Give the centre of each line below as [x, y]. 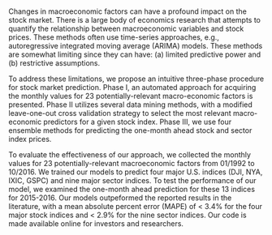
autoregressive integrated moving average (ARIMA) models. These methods [136, 46]
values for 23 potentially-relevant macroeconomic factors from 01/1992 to [132, 163]
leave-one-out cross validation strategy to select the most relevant [120, 113]
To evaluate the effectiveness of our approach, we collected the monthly [130, 155]
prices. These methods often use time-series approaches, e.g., [114, 37]
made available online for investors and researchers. [96, 224]
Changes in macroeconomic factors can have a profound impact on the [128, 11]
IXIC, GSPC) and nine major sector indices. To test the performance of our [133, 180]
